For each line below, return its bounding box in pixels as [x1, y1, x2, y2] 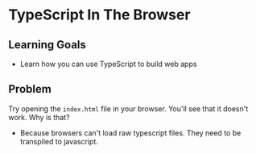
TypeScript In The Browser [8, 6, 191, 24]
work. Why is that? [8, 112, 70, 122]
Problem [8, 82, 52, 96]
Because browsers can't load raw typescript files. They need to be [19, 127, 242, 138]
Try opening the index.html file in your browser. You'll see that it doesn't [8, 103, 249, 114]
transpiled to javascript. [19, 136, 99, 146]
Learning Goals [8, 38, 87, 52]
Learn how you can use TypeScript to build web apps [19, 59, 197, 69]
